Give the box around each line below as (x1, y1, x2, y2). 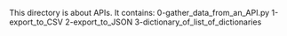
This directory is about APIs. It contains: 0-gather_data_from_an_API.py (9, 8, 270, 18)
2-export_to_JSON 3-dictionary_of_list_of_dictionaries (65, 17, 262, 27)
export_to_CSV (9, 17, 64, 27)
